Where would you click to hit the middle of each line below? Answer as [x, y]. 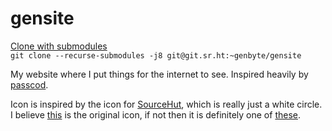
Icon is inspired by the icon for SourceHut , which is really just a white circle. [166, 104]
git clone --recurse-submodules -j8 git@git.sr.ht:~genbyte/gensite [156, 55]
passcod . [29, 84]
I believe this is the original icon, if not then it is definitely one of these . [155, 114]
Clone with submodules [59, 46]
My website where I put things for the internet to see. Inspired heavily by [159, 74]
